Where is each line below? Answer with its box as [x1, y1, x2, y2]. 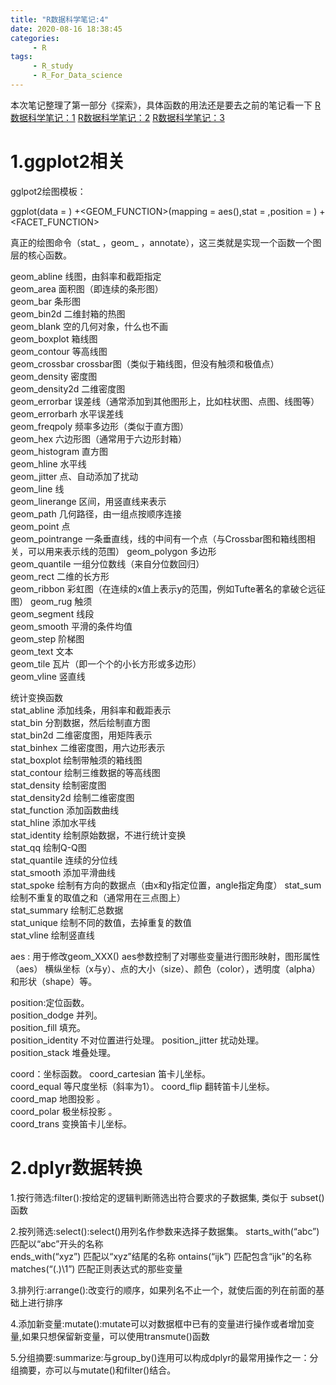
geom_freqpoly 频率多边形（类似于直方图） [10, 420, 189, 432]
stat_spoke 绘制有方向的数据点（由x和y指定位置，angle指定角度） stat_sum [10, 879, 322, 891]
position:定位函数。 [10, 996, 90, 1008]
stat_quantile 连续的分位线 [10, 854, 118, 866]
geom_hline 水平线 [10, 457, 87, 470]
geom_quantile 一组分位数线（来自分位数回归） [10, 557, 205, 570]
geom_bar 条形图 [10, 295, 82, 307]
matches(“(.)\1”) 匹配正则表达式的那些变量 [10, 1262, 183, 1275]
